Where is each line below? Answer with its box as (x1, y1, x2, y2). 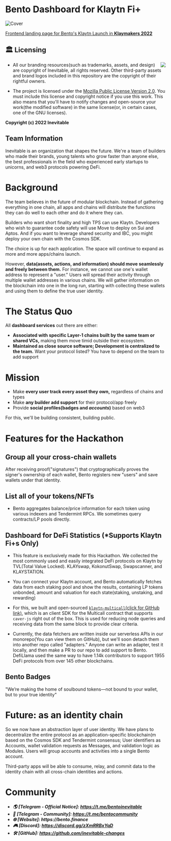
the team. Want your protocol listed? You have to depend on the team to (12, 348, 164, 355)
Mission (5, 372, 40, 383)
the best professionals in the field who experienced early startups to (5, 158, 149, 165)
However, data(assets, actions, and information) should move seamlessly (5, 261, 164, 267)
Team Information (5, 134, 63, 143)
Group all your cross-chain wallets (5, 452, 117, 462)
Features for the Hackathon (5, 432, 124, 444)
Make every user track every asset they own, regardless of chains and (12, 389, 163, 395)
